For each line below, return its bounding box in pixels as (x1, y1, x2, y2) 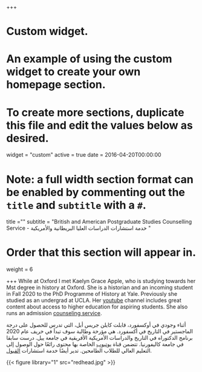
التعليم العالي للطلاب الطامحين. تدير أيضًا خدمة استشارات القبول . (6, 347, 152, 354)
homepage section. (6, 78, 106, 91)
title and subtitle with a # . (6, 198, 146, 212)
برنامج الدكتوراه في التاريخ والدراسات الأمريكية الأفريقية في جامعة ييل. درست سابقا (6, 334, 194, 342)
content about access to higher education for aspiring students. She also (6, 303, 188, 310)
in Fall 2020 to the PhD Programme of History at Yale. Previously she (6, 290, 177, 298)
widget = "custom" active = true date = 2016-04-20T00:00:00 (6, 151, 161, 158)
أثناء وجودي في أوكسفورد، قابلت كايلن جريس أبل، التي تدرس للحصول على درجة (6, 321, 186, 328)
